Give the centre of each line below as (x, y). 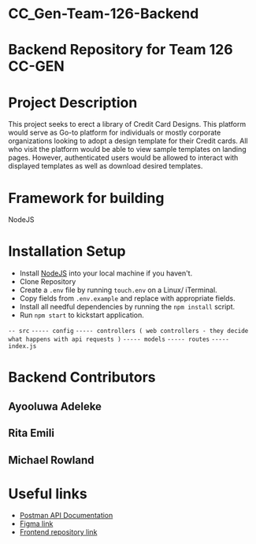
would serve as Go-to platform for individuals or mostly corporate (115, 133)
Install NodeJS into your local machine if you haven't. (106, 273)
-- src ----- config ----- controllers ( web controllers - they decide (128, 331)
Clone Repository (48, 282)
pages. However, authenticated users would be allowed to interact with (123, 157)
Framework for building (86, 198)
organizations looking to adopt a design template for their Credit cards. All (128, 141)
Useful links (48, 494)
